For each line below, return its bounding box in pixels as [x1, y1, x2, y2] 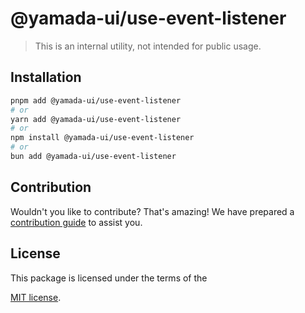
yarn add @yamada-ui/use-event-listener [10, 114, 182, 124]
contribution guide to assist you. [10, 216, 143, 228]
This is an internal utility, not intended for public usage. [34, 40, 262, 52]
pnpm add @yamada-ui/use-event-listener [10, 95, 182, 106]
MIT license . [10, 291, 62, 303]
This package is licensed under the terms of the [10, 272, 208, 284]
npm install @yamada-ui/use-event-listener [10, 133, 195, 143]
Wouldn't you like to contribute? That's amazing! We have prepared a [10, 205, 295, 217]
